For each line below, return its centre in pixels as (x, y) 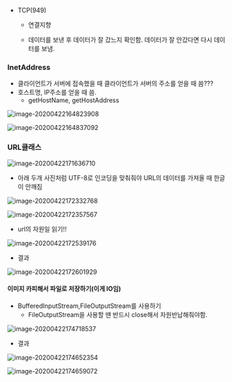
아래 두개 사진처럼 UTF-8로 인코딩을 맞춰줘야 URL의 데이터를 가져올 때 (115, 178)
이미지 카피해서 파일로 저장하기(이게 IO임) (64, 289)
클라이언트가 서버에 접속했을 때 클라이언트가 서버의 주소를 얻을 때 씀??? (115, 83)
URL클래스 (25, 148)
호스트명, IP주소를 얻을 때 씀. (57, 92)
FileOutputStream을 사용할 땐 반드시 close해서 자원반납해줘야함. (118, 314)
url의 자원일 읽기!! (42, 229)
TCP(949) (32, 10)
